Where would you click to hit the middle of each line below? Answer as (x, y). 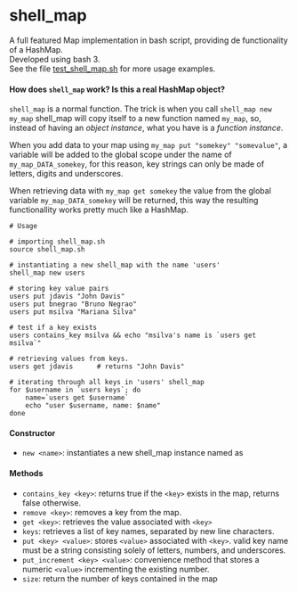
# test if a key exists (53, 328)
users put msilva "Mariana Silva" (73, 312)
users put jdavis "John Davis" (67, 296)
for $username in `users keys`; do (75, 390)
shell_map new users (48, 273)
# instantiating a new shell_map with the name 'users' (115, 265)
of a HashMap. (36, 49)
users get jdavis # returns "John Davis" (97, 367)
